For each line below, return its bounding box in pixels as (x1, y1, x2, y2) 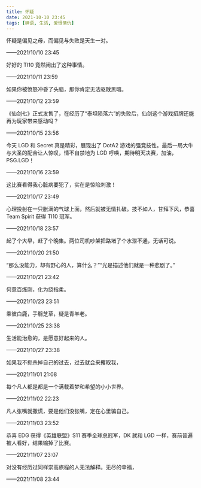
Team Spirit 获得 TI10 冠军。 (6, 213, 75, 220)
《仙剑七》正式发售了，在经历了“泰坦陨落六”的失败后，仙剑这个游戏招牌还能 (6, 110, 194, 117)
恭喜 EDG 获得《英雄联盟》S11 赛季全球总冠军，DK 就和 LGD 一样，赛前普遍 (6, 432, 193, 439)
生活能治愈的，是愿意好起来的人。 (6, 335, 90, 342)
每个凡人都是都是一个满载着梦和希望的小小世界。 (6, 383, 127, 390)
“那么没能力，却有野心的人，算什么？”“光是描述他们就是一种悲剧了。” (6, 262, 175, 269)
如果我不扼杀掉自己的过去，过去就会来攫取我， (6, 359, 121, 366)
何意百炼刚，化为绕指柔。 (6, 286, 69, 293)
